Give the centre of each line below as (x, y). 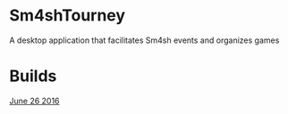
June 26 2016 (34, 101)
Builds (33, 76)
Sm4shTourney (68, 16)
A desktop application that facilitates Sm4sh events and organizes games (144, 40)
